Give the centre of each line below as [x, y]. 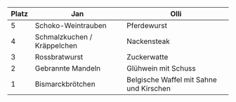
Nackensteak [148, 41]
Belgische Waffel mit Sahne [171, 80]
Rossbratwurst [59, 57]
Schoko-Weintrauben [71, 25]
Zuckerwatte [147, 57]
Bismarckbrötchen [65, 84]
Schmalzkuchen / [64, 37]
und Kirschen [148, 88]
